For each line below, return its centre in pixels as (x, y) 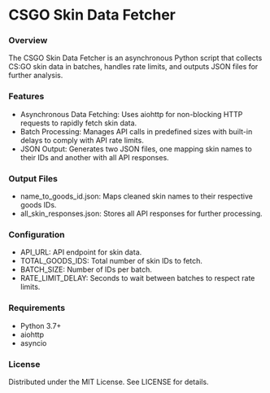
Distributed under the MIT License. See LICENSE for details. (109, 382)
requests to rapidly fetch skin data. (78, 123)
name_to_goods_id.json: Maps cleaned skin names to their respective (137, 196)
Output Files (33, 178)
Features (26, 97)
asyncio (33, 343)
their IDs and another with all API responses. (94, 157)
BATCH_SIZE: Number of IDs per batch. (86, 269)
